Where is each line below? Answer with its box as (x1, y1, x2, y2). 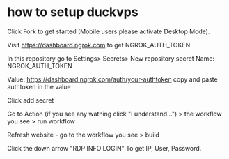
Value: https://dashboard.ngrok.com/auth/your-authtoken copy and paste (7, 75, 218, 84)
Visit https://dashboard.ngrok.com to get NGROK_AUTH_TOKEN (7, 40, 191, 49)
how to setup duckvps (7, 4, 139, 20)
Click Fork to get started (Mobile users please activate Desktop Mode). (7, 27, 210, 36)
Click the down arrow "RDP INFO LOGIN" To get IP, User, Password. (7, 144, 202, 152)
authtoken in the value (7, 82, 71, 91)
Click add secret (7, 96, 54, 105)
